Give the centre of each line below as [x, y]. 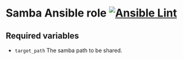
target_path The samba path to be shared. [69, 50]
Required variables [43, 36]
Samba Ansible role [56, 13]
